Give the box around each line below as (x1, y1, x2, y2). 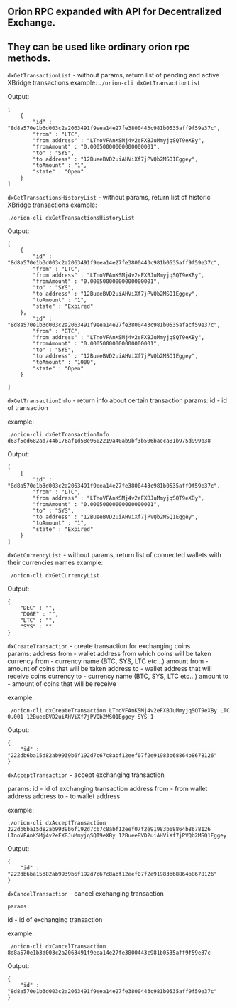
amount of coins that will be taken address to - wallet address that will (7, 665, 212, 673)
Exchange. (7, 17, 56, 29)
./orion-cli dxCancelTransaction (7, 943, 106, 950)
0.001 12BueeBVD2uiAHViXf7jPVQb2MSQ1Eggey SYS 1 (7, 714, 154, 721)
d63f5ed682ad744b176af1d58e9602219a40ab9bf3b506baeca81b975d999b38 (7, 437, 211, 445)
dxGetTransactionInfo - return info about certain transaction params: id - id (7, 396, 227, 404)
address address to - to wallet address (7, 792, 121, 800)
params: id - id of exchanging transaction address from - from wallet (7, 785, 208, 793)
